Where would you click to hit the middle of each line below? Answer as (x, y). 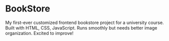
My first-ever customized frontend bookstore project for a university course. (84, 22)
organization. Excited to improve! (39, 33)
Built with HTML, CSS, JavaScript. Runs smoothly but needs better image (81, 27)
